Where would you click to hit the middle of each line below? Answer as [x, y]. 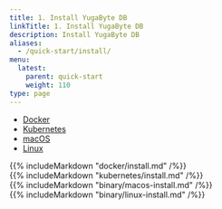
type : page [30, 93]
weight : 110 [48, 85]
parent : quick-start [64, 77]
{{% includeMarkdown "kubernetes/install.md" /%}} [106, 175]
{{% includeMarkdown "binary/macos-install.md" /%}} [111, 185]
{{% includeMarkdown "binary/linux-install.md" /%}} [107, 195]
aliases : [26, 43]
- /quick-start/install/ [64, 52]
